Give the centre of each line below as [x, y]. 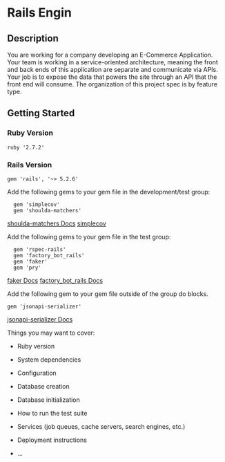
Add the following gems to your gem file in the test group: [89, 237]
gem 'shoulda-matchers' [47, 210]
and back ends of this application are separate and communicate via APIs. [113, 70]
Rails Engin [40, 13]
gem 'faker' [31, 261]
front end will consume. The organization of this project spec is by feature [112, 84]
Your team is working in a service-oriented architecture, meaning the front [113, 62]
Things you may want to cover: [51, 333]
